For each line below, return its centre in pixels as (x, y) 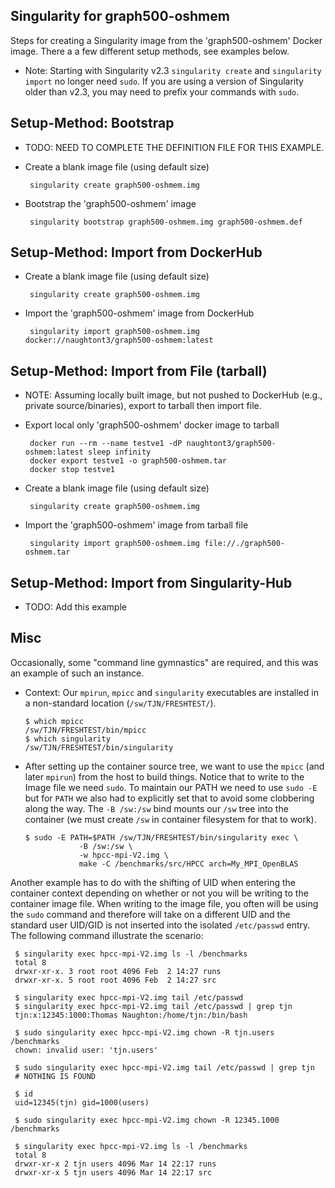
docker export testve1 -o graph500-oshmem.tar (128, 461)
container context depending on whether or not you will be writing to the (159, 893)
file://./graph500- (245, 544)
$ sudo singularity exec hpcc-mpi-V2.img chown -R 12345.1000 (147, 1120)
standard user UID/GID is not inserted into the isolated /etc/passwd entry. (160, 925)
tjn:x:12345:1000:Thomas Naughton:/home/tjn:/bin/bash (131, 1015)
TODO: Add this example (75, 607)
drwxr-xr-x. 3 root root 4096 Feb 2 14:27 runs (118, 971)
